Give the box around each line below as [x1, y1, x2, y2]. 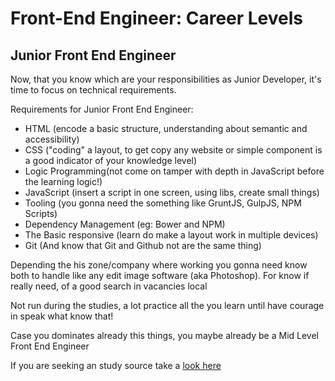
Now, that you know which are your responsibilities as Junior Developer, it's [10, 73, 322, 85]
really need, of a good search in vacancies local [10, 280, 208, 292]
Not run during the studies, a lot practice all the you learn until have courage [10, 300, 325, 311]
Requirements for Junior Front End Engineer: [10, 103, 194, 115]
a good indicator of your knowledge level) [24, 155, 198, 166]
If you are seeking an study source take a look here [10, 360, 222, 371]
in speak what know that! [10, 310, 114, 322]
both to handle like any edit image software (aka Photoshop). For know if [10, 270, 310, 281]
